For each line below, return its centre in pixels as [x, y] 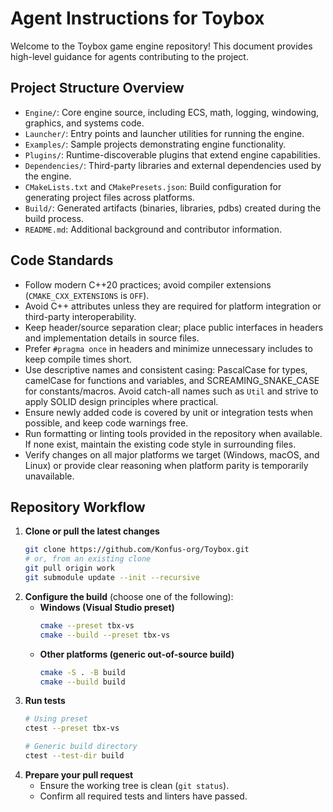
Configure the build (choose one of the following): [129, 596]
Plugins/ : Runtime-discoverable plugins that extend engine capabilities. [172, 154]
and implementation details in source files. [112, 338]
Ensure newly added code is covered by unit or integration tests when [168, 412]
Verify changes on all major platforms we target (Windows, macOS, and [172, 454]
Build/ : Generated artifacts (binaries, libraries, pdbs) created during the [173, 208]
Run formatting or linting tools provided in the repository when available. [173, 433]
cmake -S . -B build [82, 672]
